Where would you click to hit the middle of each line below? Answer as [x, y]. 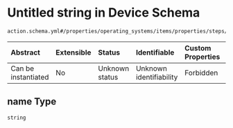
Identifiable [155, 52]
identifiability [157, 77]
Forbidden [201, 73]
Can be [23, 68]
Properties [202, 57]
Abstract [25, 52]
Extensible [73, 52]
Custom [198, 48]
